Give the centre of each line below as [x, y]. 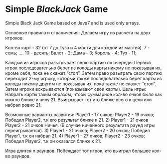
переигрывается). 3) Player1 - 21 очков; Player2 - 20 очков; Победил [78, 130]
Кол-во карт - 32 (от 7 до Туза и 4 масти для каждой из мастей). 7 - [78, 47]
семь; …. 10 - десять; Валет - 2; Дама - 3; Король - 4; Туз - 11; [71, 53]
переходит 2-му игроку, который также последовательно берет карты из [83, 78]
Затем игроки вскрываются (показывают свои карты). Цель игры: [76, 89]
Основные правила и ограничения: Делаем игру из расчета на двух [78, 32]
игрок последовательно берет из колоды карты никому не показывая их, [83, 68]
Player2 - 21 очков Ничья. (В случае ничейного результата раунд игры [80, 125]
